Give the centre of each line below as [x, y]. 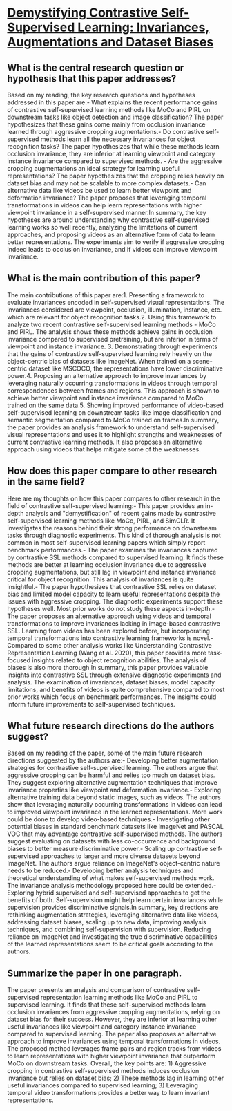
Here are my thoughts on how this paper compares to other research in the [114, 498]
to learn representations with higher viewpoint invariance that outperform [112, 1056]
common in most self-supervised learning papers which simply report [106, 542]
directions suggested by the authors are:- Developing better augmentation [113, 760]
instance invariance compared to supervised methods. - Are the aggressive [115, 161]
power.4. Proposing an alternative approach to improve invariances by [107, 375]
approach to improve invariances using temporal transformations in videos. [114, 1041]
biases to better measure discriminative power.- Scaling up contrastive [108, 849]
